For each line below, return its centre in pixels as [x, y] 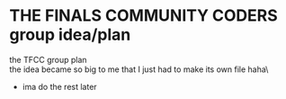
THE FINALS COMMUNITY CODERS [144, 16]
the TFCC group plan [48, 59]
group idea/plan [70, 35]
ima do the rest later [59, 86]
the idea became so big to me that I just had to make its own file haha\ [139, 69]
